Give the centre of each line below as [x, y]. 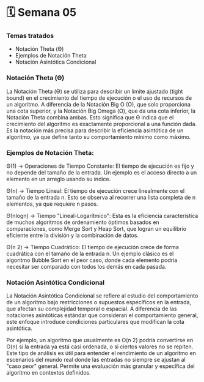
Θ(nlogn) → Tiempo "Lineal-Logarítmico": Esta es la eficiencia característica [102, 216]
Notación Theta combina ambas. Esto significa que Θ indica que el [90, 117]
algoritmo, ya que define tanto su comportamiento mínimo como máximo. [99, 137]
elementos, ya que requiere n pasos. [52, 204]
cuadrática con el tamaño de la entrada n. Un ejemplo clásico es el [90, 254]
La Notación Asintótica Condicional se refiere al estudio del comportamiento [102, 296]
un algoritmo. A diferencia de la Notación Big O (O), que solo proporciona [99, 104]
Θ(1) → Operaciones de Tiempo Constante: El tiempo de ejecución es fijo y [100, 166]
